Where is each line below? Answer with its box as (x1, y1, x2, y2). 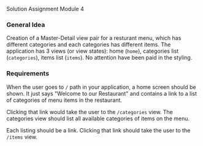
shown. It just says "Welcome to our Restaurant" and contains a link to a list (6, 90, 197, 97)
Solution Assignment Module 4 (6, 6, 84, 12)
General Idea (6, 20, 45, 29)
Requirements (6, 69, 50, 78)
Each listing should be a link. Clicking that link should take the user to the (6, 126, 191, 134)
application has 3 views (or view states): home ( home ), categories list (6, 47, 179, 55)
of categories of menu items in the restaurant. (6, 96, 123, 104)
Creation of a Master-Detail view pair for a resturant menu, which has (6, 34, 182, 42)
